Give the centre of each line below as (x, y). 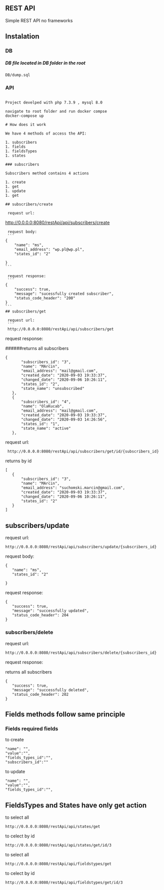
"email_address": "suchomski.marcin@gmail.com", (73, 488)
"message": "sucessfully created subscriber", (64, 294)
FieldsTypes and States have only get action (76, 805)
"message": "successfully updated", (50, 611)
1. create (16, 182)
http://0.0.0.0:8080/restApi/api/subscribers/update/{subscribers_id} (81, 547)
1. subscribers (21, 143)
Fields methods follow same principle (65, 714)
